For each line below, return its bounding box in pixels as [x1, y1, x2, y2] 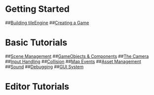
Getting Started [5, 3, 70, 15]
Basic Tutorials [5, 37, 68, 48]
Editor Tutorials [5, 81, 70, 92]
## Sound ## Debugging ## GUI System [5, 63, 84, 69]
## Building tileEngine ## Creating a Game [5, 20, 89, 26]
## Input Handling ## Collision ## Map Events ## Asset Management [5, 58, 142, 64]
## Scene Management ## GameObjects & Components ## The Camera [5, 53, 149, 59]
